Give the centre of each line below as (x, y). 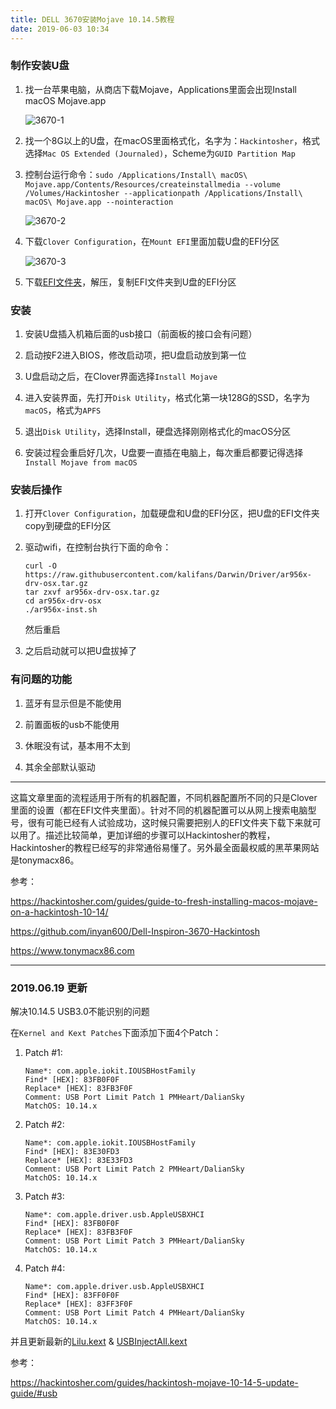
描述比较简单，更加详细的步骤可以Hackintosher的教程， (160, 835)
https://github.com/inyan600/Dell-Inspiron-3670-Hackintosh (135, 931)
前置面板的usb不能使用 (72, 724)
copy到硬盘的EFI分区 (68, 526)
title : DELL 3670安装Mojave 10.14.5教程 (92, 19)
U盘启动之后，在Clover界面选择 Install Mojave (121, 377)
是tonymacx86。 (45, 860)
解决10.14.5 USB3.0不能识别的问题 (80, 1011)
